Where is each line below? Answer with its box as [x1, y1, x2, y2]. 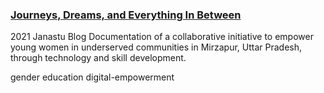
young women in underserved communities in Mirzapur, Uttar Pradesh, [10, 41, 303, 53]
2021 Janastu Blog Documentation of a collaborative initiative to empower [10, 31, 314, 43]
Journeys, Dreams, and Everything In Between [10, 8, 242, 22]
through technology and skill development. [10, 52, 187, 64]
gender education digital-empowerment [10, 71, 175, 83]
